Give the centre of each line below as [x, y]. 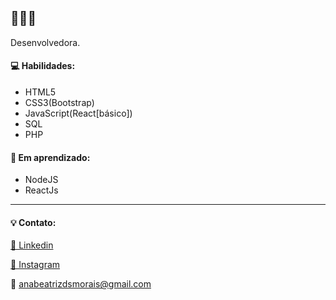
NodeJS [41, 180]
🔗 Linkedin [32, 245]
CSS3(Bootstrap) [59, 103]
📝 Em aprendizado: [50, 157]
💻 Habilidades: [43, 66]
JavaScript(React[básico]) [78, 113]
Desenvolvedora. [45, 42]
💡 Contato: [33, 222]
